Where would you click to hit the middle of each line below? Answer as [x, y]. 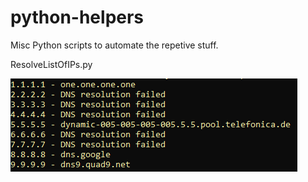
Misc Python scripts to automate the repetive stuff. [114, 45]
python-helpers [77, 17]
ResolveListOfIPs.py [51, 64]
